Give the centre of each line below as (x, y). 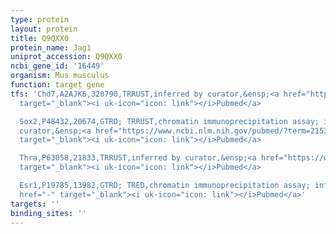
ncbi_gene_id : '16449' (57, 66)
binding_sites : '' (48, 213)
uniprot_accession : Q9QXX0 (66, 57)
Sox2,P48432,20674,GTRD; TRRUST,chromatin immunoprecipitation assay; (169, 121)
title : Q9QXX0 (40, 38)
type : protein (40, 19)
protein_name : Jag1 (51, 47)
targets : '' (35, 204)
